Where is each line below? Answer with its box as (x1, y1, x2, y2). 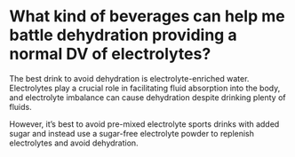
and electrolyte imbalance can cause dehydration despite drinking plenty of (9, 91, 286, 103)
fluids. (9, 101, 33, 112)
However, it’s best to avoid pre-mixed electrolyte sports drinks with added (9, 118, 280, 130)
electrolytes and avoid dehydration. (9, 137, 140, 148)
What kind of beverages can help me (9, 6, 286, 27)
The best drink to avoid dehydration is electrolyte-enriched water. (9, 73, 250, 83)
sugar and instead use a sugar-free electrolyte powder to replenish (9, 128, 255, 138)
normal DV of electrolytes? (9, 44, 211, 64)
